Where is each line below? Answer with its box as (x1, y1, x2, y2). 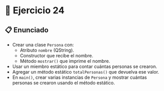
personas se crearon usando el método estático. (12, 80, 115, 86)
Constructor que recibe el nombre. (20, 53, 94, 58)
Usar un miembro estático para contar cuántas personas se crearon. (12, 63, 157, 70)
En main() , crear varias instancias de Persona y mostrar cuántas (12, 74, 147, 80)
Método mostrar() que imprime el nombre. (20, 58, 111, 64)
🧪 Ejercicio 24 (5, 5, 65, 16)
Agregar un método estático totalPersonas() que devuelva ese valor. (12, 69, 159, 75)
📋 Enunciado (5, 26, 49, 34)
